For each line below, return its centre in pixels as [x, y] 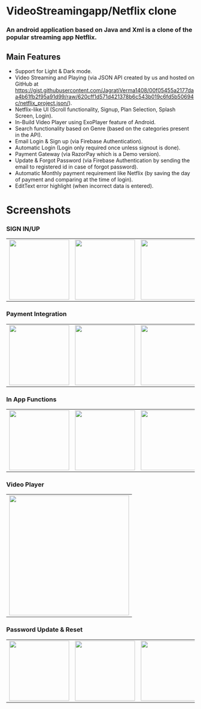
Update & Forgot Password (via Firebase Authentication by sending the [102, 160]
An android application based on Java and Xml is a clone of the [99, 30]
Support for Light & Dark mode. [54, 71]
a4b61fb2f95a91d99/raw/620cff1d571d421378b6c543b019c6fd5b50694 [104, 97]
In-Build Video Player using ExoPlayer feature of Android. [85, 122]
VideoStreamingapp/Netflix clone [92, 11]
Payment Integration [36, 314]
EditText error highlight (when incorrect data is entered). [84, 186]
